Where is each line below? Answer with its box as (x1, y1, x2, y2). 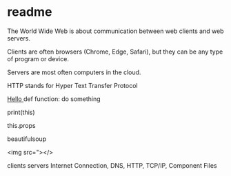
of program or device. (7, 54, 69, 63)
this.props (7, 121, 36, 129)
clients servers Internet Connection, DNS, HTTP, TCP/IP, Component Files (7, 161, 217, 169)
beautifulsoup (7, 135, 47, 143)
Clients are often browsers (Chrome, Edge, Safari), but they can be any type (7, 47, 223, 56)
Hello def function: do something (7, 94, 101, 103)
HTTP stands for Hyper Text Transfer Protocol (7, 81, 138, 89)
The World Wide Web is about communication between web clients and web (7, 27, 224, 35)
